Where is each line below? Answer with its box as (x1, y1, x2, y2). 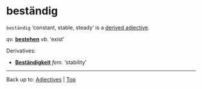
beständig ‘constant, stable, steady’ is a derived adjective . (6, 24, 150, 31)
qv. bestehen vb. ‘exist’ (6, 35, 64, 42)
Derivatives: (6, 47, 36, 54)
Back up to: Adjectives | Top (6, 76, 76, 83)
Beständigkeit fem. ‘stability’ (14, 59, 87, 66)
